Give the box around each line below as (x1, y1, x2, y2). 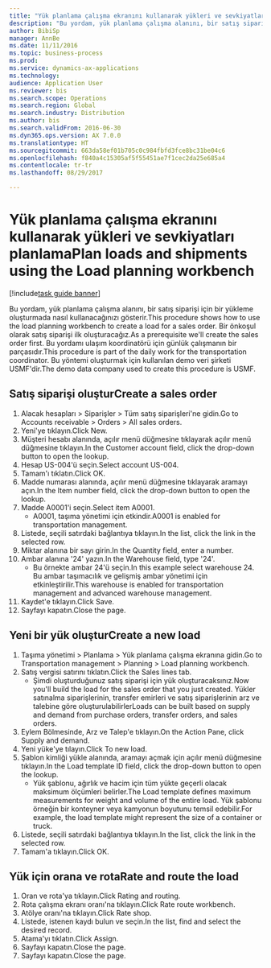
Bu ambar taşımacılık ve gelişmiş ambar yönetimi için (32, 571, 208, 580)
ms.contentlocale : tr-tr (9, 162, 92, 170)
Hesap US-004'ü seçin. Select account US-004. (20, 459, 179, 469)
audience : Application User (9, 79, 104, 87)
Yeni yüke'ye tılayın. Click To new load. (20, 744, 148, 753)
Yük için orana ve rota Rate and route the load (9, 870, 240, 884)
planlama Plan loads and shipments (9, 245, 248, 263)
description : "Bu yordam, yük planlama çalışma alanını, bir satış (9, 19, 240, 27)
